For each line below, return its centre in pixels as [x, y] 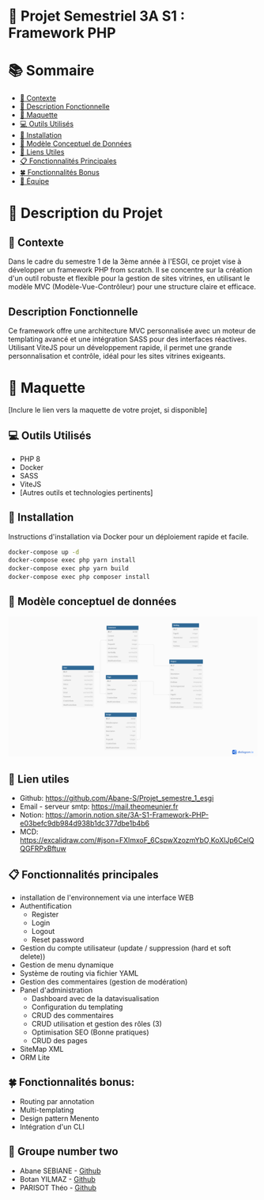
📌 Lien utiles [39, 779]
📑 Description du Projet [86, 213]
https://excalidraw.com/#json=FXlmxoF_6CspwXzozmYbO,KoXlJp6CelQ [137, 840]
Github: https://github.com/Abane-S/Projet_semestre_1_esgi [117, 798]
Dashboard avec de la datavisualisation [95, 998]
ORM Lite [35, 1057]
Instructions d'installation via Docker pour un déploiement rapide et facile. [128, 536]
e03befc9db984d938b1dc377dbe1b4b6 [85, 824]
